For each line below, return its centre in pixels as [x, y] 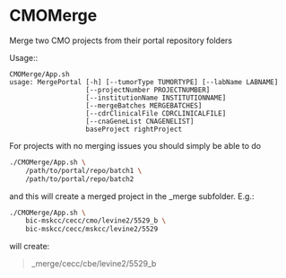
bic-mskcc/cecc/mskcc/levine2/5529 [92, 230]
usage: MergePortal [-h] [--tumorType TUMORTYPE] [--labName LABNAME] [144, 82]
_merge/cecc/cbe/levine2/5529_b [94, 264]
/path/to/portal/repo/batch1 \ [84, 170]
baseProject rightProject [134, 129]
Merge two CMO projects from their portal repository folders [121, 40]
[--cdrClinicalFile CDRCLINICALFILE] [156, 113]
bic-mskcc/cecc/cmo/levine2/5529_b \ [96, 221]
